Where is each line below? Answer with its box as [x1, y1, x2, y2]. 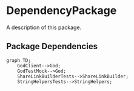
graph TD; [6, 57, 32, 64]
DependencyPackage [6, 4, 117, 18]
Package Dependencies [6, 41, 98, 52]
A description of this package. [6, 24, 82, 31]
